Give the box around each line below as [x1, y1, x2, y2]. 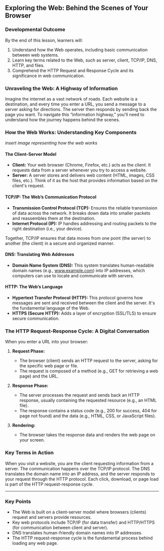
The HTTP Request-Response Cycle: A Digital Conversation [5, 328, 150, 335]
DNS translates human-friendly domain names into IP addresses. [12, 530, 143, 535]
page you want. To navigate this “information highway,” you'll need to [5, 111, 145, 117]
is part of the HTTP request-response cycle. [5, 481, 94, 487]
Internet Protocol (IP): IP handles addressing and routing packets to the [12, 220, 157, 226]
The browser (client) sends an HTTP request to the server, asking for [19, 358, 158, 363]
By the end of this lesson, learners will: [5, 37, 83, 43]
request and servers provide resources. [12, 514, 92, 520]
